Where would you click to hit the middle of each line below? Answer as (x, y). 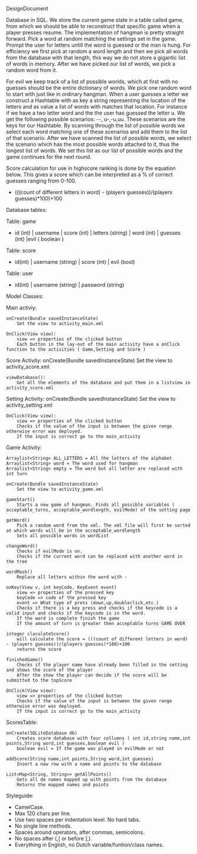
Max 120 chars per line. (43, 813)
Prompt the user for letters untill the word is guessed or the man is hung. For (98, 45)
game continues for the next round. (49, 157)
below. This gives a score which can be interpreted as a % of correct (90, 174)
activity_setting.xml (29, 405)
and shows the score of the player (50, 670)
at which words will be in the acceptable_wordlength (74, 531)
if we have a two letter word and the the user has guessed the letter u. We (96, 113)
